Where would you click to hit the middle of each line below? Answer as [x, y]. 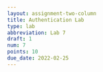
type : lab [21, 26]
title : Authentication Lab [46, 20]
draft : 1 [20, 39]
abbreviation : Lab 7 [37, 33]
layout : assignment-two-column [52, 13]
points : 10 [23, 52]
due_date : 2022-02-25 [38, 58]
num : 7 [16, 45]
